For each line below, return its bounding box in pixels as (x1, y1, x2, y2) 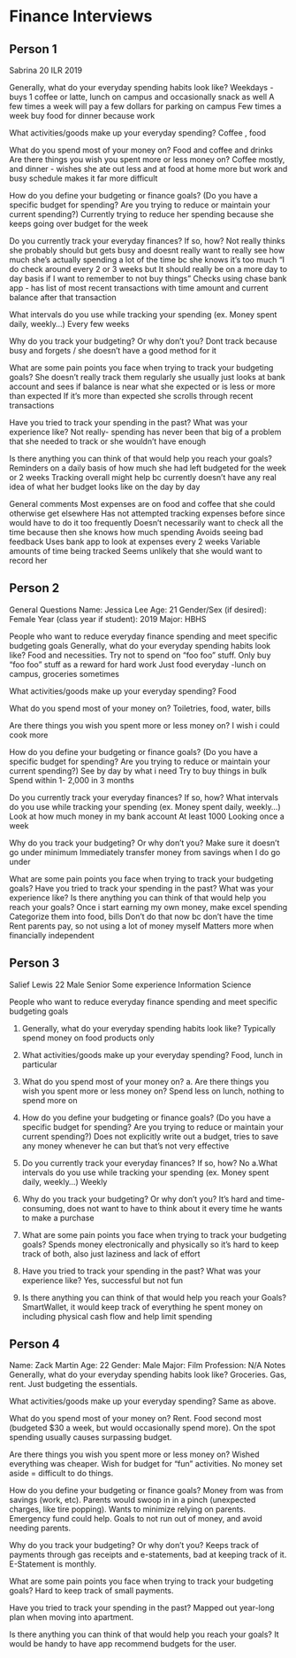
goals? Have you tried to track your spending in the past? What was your (9, 883, 274, 893)
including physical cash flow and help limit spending (21, 1311, 213, 1321)
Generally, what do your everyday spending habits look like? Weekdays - (9, 82, 274, 92)
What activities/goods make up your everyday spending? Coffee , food (9, 128, 267, 138)
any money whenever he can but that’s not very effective (21, 1140, 230, 1151)
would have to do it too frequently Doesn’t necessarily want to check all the (9, 518, 284, 528)
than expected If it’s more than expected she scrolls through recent (9, 391, 254, 401)
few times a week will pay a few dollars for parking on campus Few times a (9, 101, 282, 112)
